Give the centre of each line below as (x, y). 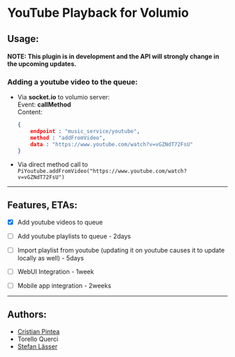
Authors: (27, 315)
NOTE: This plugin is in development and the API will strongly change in (113, 57)
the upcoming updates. (42, 64)
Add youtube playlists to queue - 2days (74, 236)
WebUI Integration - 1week (56, 272)
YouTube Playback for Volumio (98, 13)
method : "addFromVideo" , (68, 138)
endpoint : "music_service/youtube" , (85, 132)
